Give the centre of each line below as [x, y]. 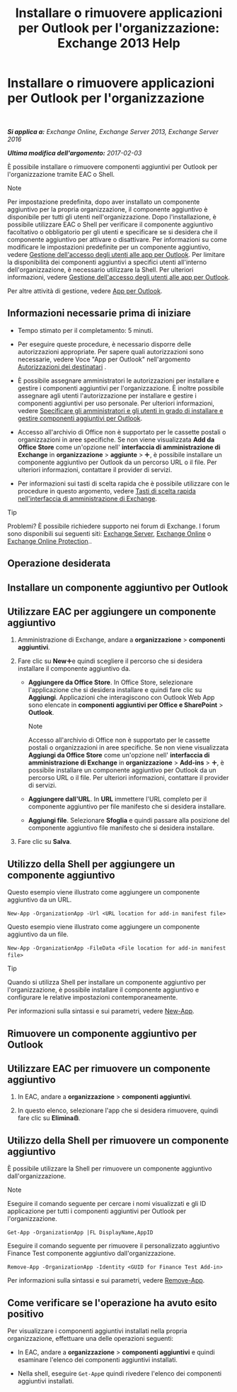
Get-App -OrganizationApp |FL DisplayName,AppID [80, 1233]
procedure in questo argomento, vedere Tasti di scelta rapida [106, 491]
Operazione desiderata [59, 563]
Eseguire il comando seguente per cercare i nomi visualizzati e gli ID [107, 1204]
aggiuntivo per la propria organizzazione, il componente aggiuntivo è [108, 209]
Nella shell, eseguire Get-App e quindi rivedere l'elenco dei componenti [119, 1373]
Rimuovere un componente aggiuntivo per [102, 1033]
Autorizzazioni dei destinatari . [62, 366]
